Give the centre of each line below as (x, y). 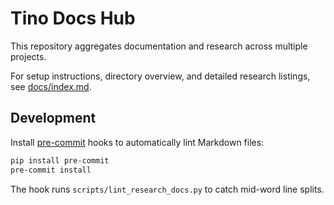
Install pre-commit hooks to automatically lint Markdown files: (137, 142)
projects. (28, 56)
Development (53, 118)
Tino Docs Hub (73, 18)
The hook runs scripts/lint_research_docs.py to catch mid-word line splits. (167, 189)
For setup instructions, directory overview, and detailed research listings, (160, 76)
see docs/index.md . (51, 86)
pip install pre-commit (60, 160)
